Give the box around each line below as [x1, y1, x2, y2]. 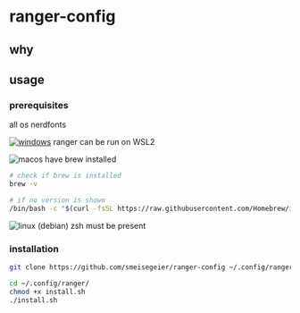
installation [9, 242, 60, 255]
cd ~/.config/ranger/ [9, 279, 90, 288]
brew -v [9, 180, 38, 189]
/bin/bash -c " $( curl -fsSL [9, 204, 114, 213]
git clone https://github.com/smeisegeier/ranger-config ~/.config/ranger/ [9, 263, 297, 272]
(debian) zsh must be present [37, 220, 146, 231]
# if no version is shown [9, 196, 105, 205]
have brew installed [44, 154, 117, 165]
